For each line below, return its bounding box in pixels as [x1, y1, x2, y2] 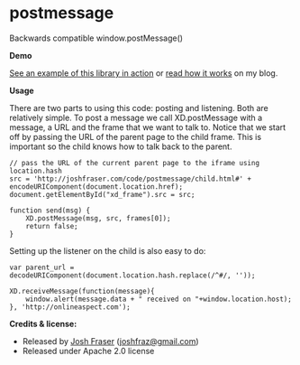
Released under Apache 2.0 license [22, 345, 155, 356]
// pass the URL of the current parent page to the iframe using [9, 158, 259, 167]
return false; [25, 221, 78, 230]
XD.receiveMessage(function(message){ [9, 286, 155, 295]
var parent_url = [9, 263, 75, 272]
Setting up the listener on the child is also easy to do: [9, 245, 206, 256]
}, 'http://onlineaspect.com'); [9, 302, 131, 312]
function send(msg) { [9, 206, 91, 215]
